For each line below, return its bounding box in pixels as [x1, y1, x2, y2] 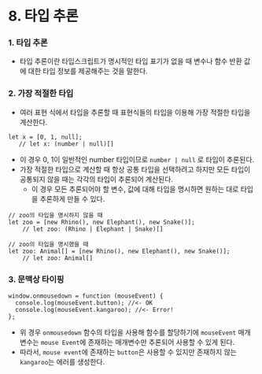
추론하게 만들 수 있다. [39, 194, 105, 203]
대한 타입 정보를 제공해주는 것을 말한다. [28, 66, 148, 76]
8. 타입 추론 [8, 7, 79, 25]
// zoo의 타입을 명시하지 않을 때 [8, 211, 103, 219]
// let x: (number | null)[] [18, 139, 114, 148]
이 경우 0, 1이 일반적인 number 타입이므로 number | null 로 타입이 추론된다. [19, 154, 254, 164]
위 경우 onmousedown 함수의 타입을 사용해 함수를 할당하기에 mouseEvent [19, 328, 237, 337]
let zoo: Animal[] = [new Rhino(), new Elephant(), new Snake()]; [8, 247, 231, 255]
